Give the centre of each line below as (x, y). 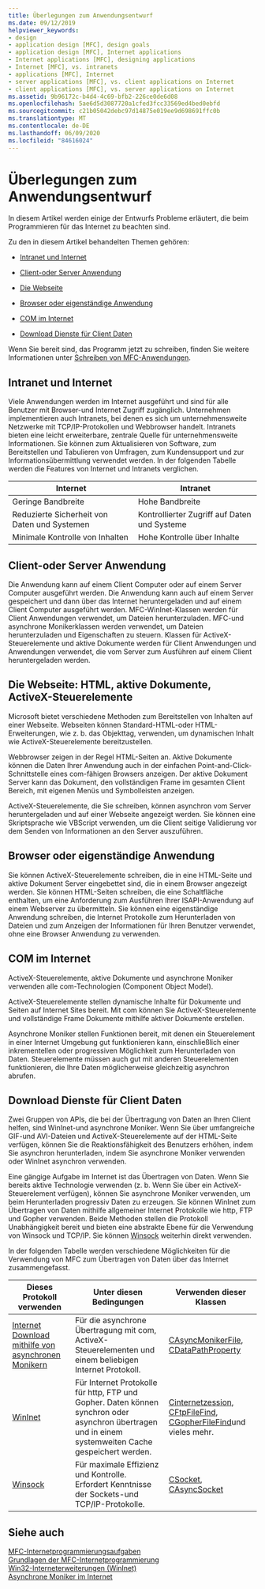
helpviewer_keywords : (44, 30)
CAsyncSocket (196, 1489)
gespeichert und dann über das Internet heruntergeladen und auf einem (125, 601)
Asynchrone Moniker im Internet (60, 1577)
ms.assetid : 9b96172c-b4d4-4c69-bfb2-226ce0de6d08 (93, 96)
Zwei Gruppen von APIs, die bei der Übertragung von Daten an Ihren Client (129, 1119)
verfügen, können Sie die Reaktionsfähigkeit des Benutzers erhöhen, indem (131, 1144)
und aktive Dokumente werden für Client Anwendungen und (159, 643)
